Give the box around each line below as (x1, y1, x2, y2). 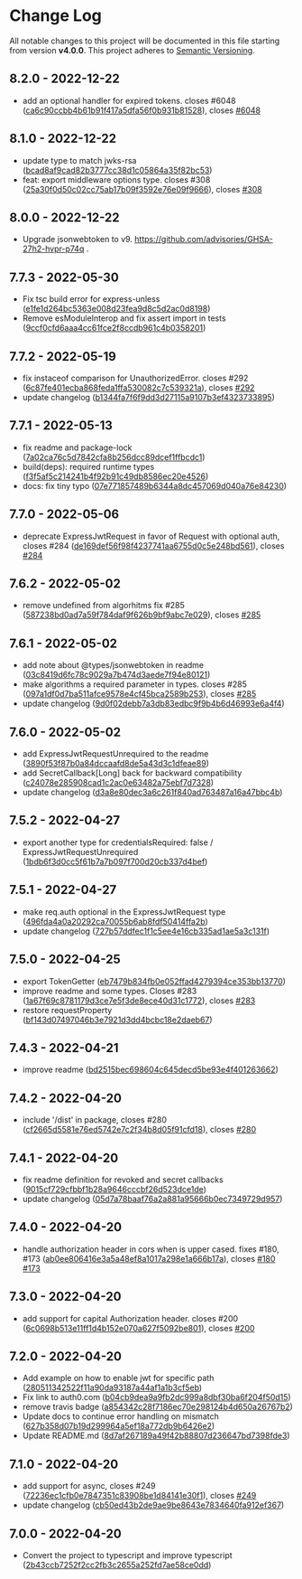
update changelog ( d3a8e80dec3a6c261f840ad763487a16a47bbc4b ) (22, 787, 283, 798)
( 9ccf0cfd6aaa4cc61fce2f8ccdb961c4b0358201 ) (22, 323, 206, 334)
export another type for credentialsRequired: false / (22, 837, 214, 848)
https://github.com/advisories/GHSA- (134, 234, 273, 245)
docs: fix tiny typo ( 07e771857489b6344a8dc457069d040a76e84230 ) (22, 480, 287, 491)
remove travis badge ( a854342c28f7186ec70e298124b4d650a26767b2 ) (22, 1402, 293, 1413)
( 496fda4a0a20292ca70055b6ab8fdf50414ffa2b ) (22, 916, 209, 926)
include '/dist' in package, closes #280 (22, 1114, 168, 1125)
